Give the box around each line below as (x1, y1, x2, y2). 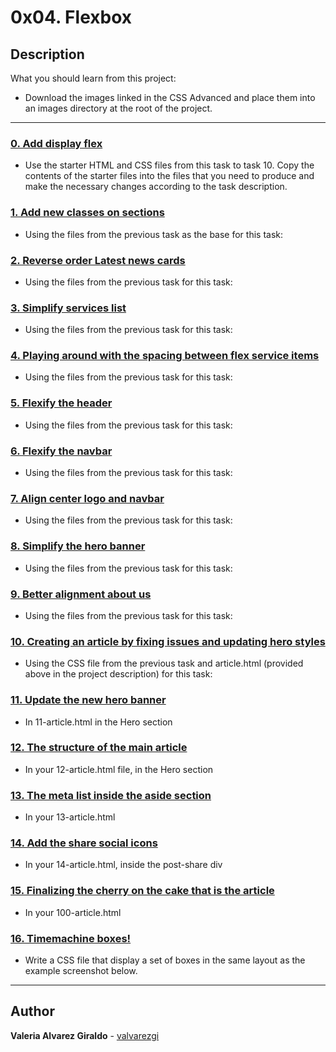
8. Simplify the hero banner (10, 539, 146, 553)
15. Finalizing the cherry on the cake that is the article (10, 884, 275, 898)
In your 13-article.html (24, 811, 116, 823)
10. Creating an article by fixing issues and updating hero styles (10, 634, 326, 648)
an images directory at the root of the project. (24, 102, 213, 114)
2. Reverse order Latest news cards (10, 253, 186, 267)
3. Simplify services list (10, 301, 127, 315)
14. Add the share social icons (10, 836, 158, 850)
